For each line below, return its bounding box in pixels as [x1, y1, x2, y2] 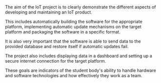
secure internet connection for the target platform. [5, 58, 106, 64]
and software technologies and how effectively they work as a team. [5, 73, 142, 78]
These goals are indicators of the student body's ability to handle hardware [5, 67, 156, 73]
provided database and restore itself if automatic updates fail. [5, 44, 129, 49]
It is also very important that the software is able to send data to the [5, 38, 141, 44]
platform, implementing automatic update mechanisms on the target [5, 24, 141, 30]
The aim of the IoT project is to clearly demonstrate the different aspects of [5, 4, 156, 10]
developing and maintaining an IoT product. [5, 9, 93, 15]
